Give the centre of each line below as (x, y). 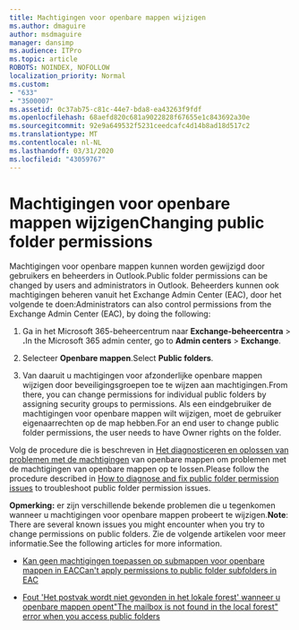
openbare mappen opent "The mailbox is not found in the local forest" (150, 607)
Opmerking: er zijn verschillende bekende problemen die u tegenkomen (142, 505)
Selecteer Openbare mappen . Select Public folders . (118, 358)
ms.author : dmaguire (48, 26)
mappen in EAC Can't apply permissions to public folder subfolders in (149, 571)
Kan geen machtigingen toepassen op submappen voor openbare (144, 561)
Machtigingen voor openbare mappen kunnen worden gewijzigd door (137, 266)
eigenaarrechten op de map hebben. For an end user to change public (150, 423)
